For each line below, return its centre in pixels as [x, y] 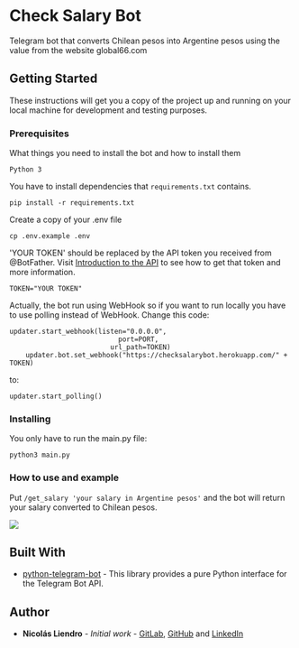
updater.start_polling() [56, 397]
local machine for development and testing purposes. [109, 110]
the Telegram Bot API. [63, 584]
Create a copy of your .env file [66, 220]
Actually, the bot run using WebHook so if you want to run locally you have [148, 305]
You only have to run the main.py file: [78, 439]
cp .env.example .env [50, 236]
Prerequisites [39, 134]
